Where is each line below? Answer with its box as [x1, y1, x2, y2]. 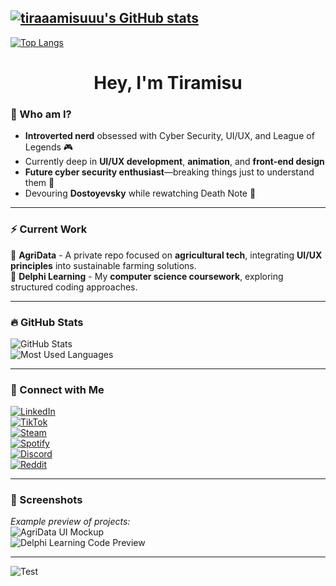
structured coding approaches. [10, 281, 138, 293]
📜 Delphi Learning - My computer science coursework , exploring [10, 270, 284, 282]
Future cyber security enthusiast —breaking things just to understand [24, 166, 315, 178]
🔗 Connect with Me [10, 382, 105, 396]
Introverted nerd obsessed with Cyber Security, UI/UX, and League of [24, 130, 315, 142]
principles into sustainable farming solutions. [10, 259, 197, 271]
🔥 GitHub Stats [10, 315, 84, 329]
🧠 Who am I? [10, 107, 72, 121]
